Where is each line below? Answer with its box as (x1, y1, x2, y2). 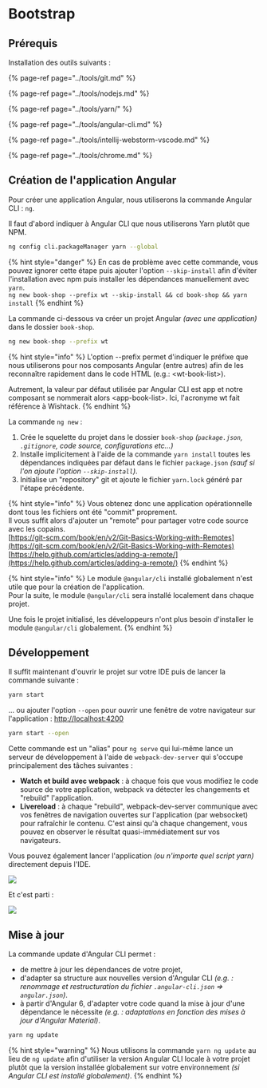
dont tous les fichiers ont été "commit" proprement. (8, 507, 178, 516)
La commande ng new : (8, 417, 83, 426)
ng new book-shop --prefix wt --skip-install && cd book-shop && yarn (8, 291, 248, 299)
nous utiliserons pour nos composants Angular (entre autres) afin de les (8, 360, 245, 370)
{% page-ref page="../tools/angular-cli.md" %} (8, 120, 163, 129)
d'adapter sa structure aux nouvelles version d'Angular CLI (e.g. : (19, 973, 234, 983)
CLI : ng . (8, 203, 35, 212)
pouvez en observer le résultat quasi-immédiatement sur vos (19, 827, 221, 837)
